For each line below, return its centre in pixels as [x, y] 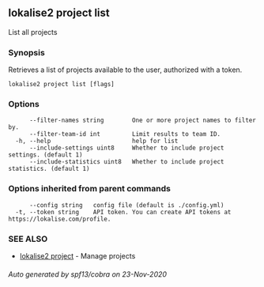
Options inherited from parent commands [90, 189]
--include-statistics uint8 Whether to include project [126, 162]
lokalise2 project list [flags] [61, 85]
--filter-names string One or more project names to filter [143, 121]
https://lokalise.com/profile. [60, 219]
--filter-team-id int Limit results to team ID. [125, 134]
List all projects [33, 32]
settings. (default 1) [45, 155]
